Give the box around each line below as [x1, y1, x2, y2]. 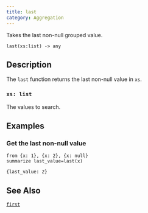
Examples [6, 121, 44, 131]
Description [6, 59, 52, 70]
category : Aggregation [6, 15, 64, 21]
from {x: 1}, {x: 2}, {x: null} [6, 153, 88, 159]
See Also [6, 185, 41, 195]
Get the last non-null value [6, 139, 86, 147]
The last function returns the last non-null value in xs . [6, 75, 142, 83]
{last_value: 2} [6, 169, 48, 175]
